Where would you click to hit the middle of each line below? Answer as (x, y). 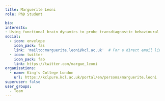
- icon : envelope (27, 41)
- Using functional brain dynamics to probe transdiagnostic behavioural (82, 32)
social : (13, 37)
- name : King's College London (41, 73)
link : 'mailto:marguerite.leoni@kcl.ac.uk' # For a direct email (83, 50)
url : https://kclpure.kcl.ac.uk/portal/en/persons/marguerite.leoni (85, 78)
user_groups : (18, 86)
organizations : (21, 68)
